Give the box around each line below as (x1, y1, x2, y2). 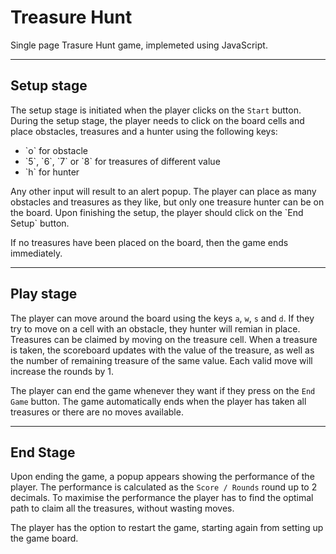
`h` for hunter (24, 166, 80, 178)
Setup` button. (10, 217, 70, 229)
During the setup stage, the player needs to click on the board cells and (10, 114, 305, 126)
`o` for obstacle (24, 144, 88, 156)
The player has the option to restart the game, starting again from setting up (10, 522, 324, 534)
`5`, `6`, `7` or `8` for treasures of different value (24, 155, 221, 167)
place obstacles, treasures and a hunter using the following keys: (10, 125, 278, 137)
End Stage (10, 444, 76, 461)
